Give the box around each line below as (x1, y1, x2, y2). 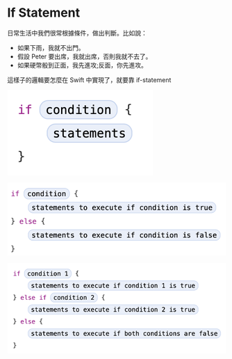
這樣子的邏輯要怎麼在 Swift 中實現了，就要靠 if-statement (7, 75, 172, 84)
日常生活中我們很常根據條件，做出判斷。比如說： (7, 29, 147, 37)
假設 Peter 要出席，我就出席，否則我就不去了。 (17, 52, 152, 61)
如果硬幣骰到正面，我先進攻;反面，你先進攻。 (17, 61, 148, 69)
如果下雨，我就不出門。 (17, 43, 85, 51)
